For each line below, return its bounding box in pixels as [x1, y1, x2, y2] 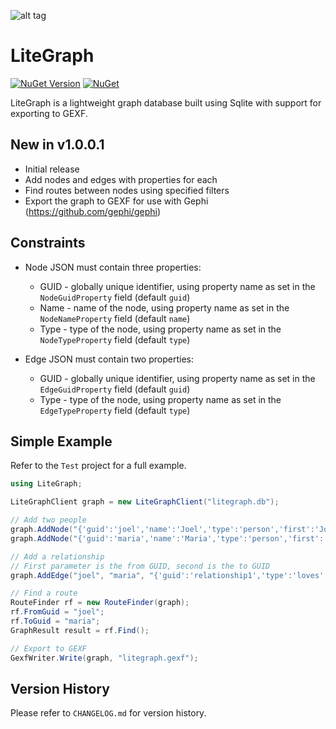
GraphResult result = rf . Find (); [10, 625, 150, 635]
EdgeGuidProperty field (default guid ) [39, 383, 191, 395]
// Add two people [10, 515, 87, 525]
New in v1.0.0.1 [10, 136, 105, 154]
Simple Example [10, 433, 113, 450]
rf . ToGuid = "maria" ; [10, 616, 101, 626]
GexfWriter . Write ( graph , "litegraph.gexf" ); [10, 653, 199, 663]
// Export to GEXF [10, 643, 87, 654]
